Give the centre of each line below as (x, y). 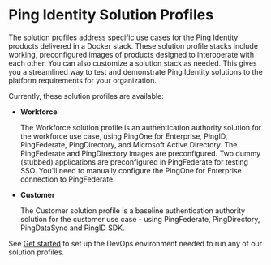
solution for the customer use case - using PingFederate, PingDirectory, (140, 219)
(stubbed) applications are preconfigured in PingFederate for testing (134, 162)
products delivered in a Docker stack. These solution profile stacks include (133, 45)
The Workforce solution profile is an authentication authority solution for (141, 127)
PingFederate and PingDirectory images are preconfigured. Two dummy (140, 153)
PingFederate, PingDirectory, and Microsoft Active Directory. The (129, 144)
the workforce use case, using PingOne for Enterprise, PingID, (124, 136)
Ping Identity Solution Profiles (111, 15)
